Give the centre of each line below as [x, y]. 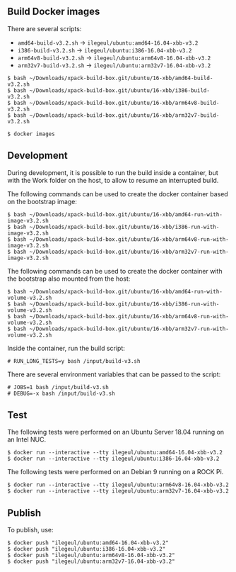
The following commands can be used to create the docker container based [118, 194]
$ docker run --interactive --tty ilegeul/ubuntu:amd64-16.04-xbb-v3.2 [115, 453]
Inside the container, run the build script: [66, 348]
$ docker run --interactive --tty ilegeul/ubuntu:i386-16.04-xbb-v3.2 [113, 459]
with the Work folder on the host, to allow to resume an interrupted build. [113, 180]
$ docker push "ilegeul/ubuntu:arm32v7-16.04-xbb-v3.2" [91, 562]
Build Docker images [54, 12]
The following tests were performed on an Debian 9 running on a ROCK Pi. [116, 472]
